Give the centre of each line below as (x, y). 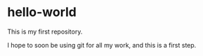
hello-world (42, 12)
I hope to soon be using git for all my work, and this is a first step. (102, 45)
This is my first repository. (45, 31)
